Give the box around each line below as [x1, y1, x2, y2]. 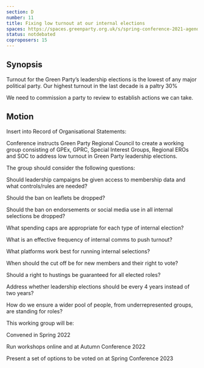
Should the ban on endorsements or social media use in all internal [6, 206, 173, 213]
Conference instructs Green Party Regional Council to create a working [6, 139, 184, 146]
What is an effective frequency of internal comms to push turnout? [6, 236, 173, 243]
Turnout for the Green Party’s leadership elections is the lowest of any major [6, 75, 197, 83]
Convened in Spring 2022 [6, 331, 71, 338]
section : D [6, 9, 34, 15]
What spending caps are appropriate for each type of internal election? [6, 224, 184, 231]
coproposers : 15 [6, 37, 47, 43]
